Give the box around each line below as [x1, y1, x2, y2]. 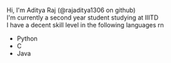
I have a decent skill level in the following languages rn [6, 21, 164, 29]
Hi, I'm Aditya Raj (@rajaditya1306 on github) [6, 6, 136, 14]
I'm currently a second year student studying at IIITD [6, 13, 159, 22]
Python [16, 34, 38, 43]
